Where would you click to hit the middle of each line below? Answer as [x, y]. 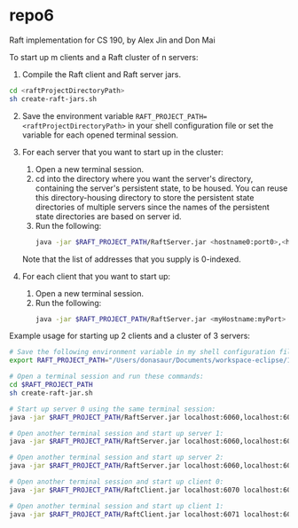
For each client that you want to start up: [96, 276]
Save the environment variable [78, 115]
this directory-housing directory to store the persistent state [145, 197]
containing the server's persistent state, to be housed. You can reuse [161, 188]
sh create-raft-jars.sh [53, 99]
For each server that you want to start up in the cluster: [123, 152]
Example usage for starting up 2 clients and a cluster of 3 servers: [130, 336]
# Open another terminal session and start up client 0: [117, 482]
